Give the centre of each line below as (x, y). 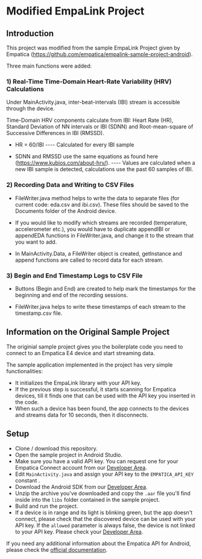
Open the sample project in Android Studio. (68, 455)
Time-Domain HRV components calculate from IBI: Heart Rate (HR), (90, 120)
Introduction (30, 33)
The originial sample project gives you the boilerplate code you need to (95, 346)
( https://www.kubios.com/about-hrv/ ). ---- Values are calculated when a (105, 163)
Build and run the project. (46, 506)
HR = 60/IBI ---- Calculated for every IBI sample (74, 145)
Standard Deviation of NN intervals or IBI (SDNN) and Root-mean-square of (100, 127)
